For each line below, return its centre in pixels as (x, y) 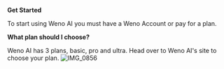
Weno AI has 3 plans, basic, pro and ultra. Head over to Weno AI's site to (112, 51)
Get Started (24, 10)
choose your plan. (33, 58)
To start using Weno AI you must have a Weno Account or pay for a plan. (112, 23)
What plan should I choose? (48, 37)
